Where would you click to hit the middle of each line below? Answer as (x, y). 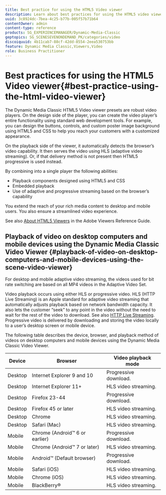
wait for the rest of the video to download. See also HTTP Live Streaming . (80, 315)
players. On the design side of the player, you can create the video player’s (81, 115)
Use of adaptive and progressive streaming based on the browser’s (81, 191)
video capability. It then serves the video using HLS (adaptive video (74, 151)
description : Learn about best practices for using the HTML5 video (77, 14)
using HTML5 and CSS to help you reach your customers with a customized (82, 131)
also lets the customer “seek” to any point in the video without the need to (81, 310)
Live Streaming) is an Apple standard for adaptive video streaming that (77, 299)
